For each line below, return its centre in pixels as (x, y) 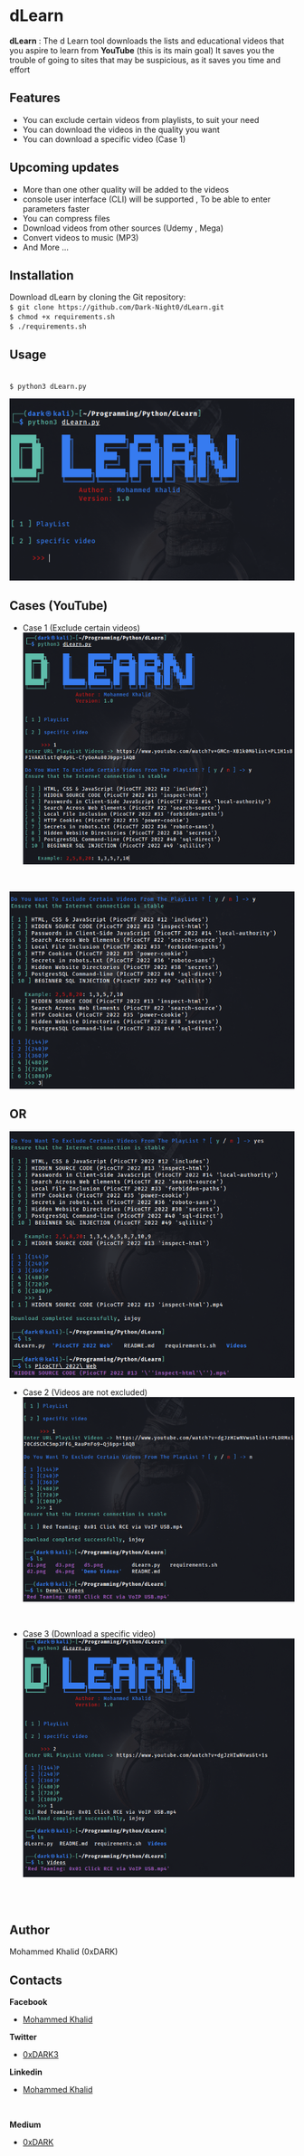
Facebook (28, 2002)
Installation (42, 275)
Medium (25, 2125)
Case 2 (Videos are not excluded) (85, 1392)
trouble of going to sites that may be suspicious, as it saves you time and (145, 60)
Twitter (24, 2037)
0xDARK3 (40, 2055)
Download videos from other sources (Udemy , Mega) (123, 228)
